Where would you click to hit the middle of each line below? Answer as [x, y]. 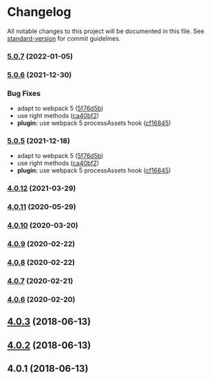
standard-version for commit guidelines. [64, 38]
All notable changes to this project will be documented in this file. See [106, 31]
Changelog [39, 12]
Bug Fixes [24, 93]
